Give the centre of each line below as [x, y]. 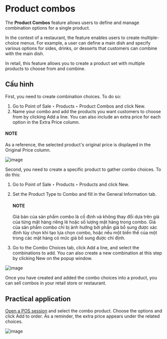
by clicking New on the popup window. [52, 258]
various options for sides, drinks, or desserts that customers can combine [81, 48]
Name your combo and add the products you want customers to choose [87, 111]
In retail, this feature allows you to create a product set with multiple [75, 63]
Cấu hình [19, 84]
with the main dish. [24, 54]
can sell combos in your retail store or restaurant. [56, 283]
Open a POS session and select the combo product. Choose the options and [84, 310]
